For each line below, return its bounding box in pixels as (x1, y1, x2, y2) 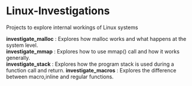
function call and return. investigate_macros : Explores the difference (6, 66, 177, 74)
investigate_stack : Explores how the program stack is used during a (6, 60, 174, 68)
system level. (6, 42, 38, 49)
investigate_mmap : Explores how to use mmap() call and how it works (6, 47, 180, 55)
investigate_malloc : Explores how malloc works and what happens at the (6, 35, 187, 42)
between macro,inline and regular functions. (6, 73, 114, 80)
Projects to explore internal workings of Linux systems (6, 24, 138, 31)
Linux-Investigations (6, 4, 110, 18)
